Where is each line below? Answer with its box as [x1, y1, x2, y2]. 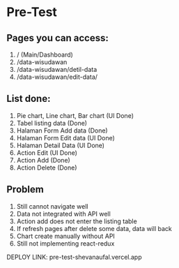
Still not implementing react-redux [16, 239, 115, 248]
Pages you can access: [6, 32, 109, 44]
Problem [6, 184, 45, 195]
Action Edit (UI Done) [16, 148, 78, 157]
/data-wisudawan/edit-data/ [16, 73, 98, 81]
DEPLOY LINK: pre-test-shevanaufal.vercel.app [6, 253, 142, 261]
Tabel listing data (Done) [16, 119, 88, 127]
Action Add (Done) [16, 156, 70, 164]
